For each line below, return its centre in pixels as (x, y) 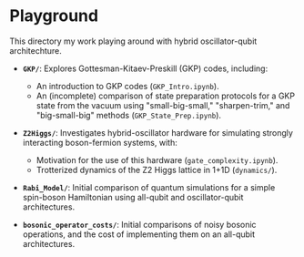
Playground (54, 16)
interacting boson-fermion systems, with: (100, 142)
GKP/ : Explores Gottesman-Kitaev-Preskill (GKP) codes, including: (145, 68)
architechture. (35, 50)
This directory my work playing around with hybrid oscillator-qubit (133, 41)
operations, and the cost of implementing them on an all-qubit (139, 234)
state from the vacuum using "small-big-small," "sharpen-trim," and (163, 105)
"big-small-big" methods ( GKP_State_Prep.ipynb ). (128, 115)
